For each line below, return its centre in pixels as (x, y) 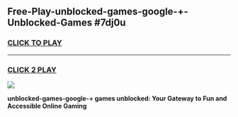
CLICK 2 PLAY (32, 69)
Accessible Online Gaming (47, 106)
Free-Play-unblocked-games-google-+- (98, 12)
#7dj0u (110, 23)
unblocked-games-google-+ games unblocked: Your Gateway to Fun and (117, 98)
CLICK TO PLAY (35, 43)
